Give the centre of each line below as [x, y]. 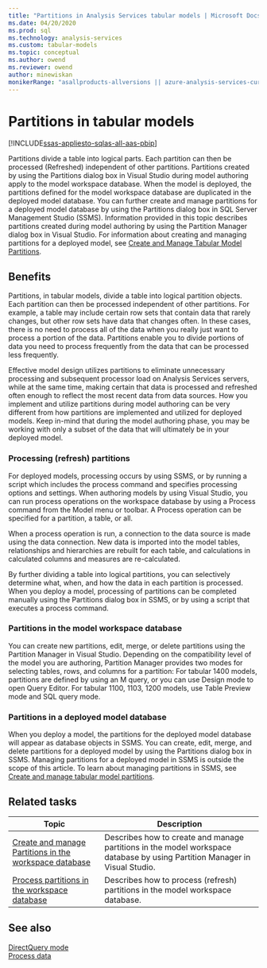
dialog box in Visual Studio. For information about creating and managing [128, 234]
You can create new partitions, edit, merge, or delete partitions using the [127, 645]
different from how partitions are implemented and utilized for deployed [125, 412]
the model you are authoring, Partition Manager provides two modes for [126, 662]
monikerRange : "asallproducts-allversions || [85, 82]
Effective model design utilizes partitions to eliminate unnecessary [116, 370]
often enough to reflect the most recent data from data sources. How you [128, 396]
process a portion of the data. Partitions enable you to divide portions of [126, 338]
